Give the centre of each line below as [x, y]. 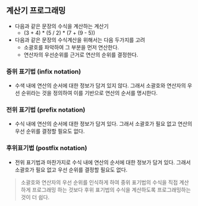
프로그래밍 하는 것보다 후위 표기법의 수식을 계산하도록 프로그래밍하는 [111, 189]
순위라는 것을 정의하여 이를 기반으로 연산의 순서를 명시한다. [89, 93]
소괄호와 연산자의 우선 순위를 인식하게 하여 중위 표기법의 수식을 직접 [99, 182]
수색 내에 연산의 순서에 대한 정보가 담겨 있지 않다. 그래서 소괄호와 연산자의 [100, 85]
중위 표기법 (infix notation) [44, 71]
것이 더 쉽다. [35, 197]
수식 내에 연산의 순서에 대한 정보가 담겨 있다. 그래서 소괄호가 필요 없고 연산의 [103, 124]
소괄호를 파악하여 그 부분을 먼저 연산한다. [71, 47]
